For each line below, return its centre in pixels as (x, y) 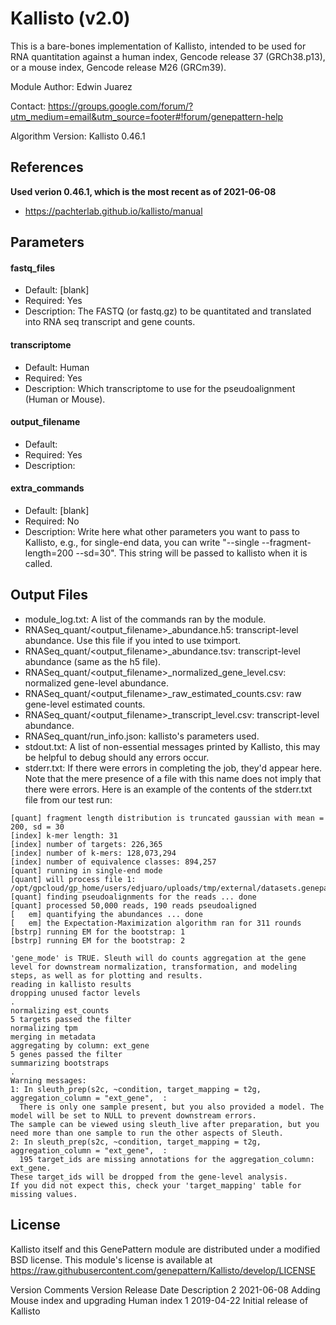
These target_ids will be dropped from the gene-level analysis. (149, 1177)
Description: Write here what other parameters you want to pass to (162, 531)
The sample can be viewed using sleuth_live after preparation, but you (165, 1124)
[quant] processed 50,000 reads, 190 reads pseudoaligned (133, 905)
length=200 (49, 553)
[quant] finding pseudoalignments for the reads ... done (133, 897)
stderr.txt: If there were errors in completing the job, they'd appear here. (173, 768)
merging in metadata (53, 1037)
